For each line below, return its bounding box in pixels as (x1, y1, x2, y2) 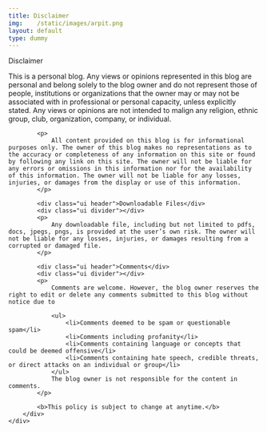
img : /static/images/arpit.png (8, 19, 124, 27)
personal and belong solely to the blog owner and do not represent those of (8, 80, 258, 90)
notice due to (8, 298, 56, 306)
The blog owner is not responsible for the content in (50, 375, 238, 383)
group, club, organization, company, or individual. (8, 114, 172, 124)
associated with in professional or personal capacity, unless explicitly (8, 97, 237, 107)
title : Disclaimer (8, 11, 70, 20)
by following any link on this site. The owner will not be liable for (8, 158, 252, 166)
